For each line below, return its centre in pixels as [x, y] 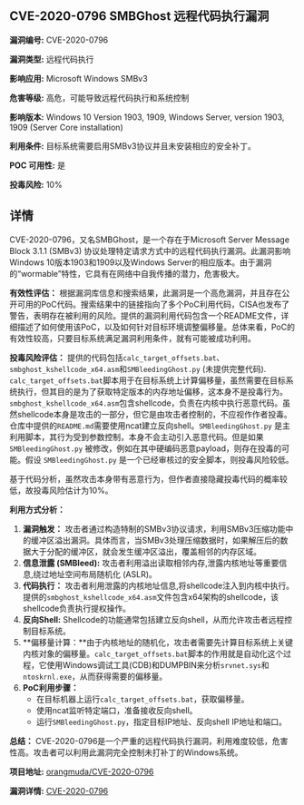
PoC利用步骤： [50, 687]
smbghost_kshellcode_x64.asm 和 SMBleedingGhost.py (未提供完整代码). [138, 368]
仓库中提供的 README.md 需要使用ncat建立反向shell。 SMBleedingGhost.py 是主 [150, 426]
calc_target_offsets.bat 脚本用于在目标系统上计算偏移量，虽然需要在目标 [147, 380]
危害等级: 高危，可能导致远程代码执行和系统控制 [99, 97]
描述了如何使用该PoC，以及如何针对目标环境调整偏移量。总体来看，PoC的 [156, 327]
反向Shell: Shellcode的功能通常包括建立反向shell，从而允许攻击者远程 [153, 619]
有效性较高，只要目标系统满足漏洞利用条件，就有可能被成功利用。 [132, 338]
